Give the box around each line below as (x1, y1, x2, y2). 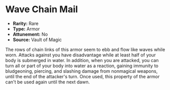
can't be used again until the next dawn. (5, 79, 90, 85)
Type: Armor (12, 25, 40, 32)
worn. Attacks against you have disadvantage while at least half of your (5, 52, 156, 58)
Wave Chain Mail (5, 4, 78, 15)
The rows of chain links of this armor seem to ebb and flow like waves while (5, 46, 165, 52)
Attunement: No (12, 31, 48, 37)
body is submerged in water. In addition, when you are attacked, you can (5, 57, 159, 63)
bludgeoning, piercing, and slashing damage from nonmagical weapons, (5, 68, 158, 74)
